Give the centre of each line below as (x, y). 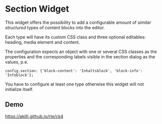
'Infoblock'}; (20, 75)
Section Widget (37, 9)
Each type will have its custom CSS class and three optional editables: (75, 37)
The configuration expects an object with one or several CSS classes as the (81, 52)
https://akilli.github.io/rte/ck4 (34, 116)
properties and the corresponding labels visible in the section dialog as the (80, 56)
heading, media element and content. (43, 42)
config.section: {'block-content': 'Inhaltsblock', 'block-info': (74, 71)
